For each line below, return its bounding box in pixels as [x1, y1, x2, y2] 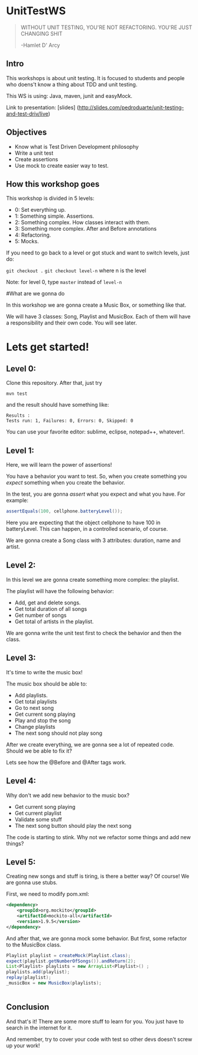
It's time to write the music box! [6, 668, 83, 675]
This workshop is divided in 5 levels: [6, 195, 95, 202]
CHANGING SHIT [20, 30, 63, 37]
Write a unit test [14, 149, 54, 157]
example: [6, 497, 28, 504]
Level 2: [6, 560, 36, 570]
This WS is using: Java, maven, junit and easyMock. [6, 92, 133, 99]
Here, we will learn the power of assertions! [6, 461, 112, 468]
